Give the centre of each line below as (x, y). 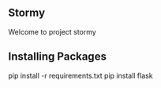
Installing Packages (57, 57)
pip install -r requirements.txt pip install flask (80, 75)
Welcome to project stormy (52, 31)
